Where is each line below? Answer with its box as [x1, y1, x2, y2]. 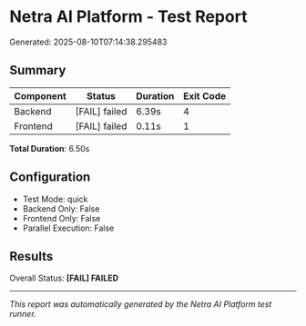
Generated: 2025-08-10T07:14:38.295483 [9, 36, 168, 47]
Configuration [9, 170, 91, 185]
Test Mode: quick [22, 193, 88, 204]
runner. [9, 309, 36, 320]
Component [14, 89, 66, 102]
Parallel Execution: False [22, 222, 115, 233]
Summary [9, 63, 66, 78]
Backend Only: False [22, 203, 100, 214]
